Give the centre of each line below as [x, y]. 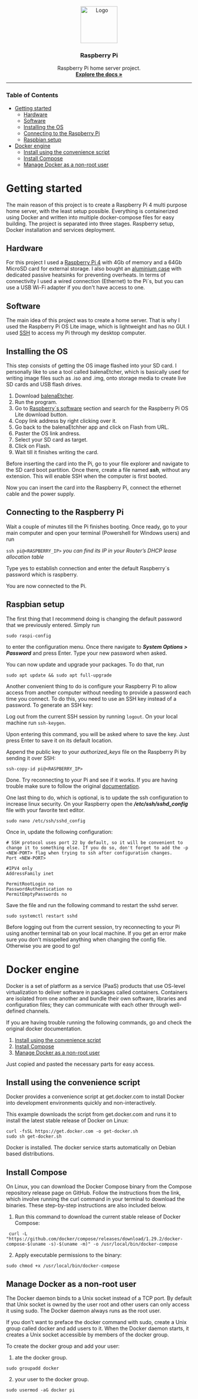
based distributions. [30, 1154]
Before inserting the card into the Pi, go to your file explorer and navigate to [98, 464]
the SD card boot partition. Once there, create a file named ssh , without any [98, 469]
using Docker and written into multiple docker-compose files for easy [90, 217]
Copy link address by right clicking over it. [66, 421]
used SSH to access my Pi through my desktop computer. [76, 333]
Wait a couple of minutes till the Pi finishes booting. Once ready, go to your [97, 526]
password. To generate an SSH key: [49, 705]
